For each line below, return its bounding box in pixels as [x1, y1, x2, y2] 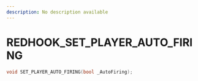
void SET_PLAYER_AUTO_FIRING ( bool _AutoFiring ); [6, 69, 133, 75]
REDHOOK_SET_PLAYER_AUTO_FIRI [6, 35, 193, 49]
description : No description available [6, 9, 109, 15]
